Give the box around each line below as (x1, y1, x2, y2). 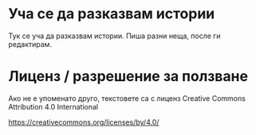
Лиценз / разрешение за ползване (8, 67, 249, 86)
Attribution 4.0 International (8, 102, 98, 111)
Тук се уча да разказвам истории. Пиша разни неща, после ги (8, 31, 221, 40)
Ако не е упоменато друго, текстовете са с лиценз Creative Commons (8, 93, 246, 103)
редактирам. (8, 39, 53, 48)
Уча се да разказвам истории (8, 5, 215, 23)
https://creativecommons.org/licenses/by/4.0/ (8, 117, 160, 127)
